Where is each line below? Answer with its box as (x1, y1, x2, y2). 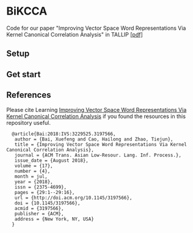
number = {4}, (14, 168, 51, 174)
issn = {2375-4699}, (14, 184, 67, 190)
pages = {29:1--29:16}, (14, 189, 75, 195)
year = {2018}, (14, 178, 53, 185)
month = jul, (14, 173, 48, 179)
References (6, 90, 51, 100)
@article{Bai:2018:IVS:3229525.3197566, (12, 131, 116, 137)
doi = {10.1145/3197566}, (14, 200, 81, 206)
